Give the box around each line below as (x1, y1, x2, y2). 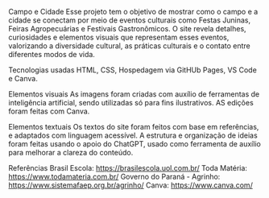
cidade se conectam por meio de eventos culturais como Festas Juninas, (8, 15, 251, 25)
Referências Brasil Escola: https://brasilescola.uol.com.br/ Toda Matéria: (8, 163, 248, 172)
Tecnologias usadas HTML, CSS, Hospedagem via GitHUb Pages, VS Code (8, 65, 258, 75)
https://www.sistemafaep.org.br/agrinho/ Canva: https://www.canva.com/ (8, 180, 254, 190)
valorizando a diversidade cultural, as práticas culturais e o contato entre (8, 41, 251, 51)
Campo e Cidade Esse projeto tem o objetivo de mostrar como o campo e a (8, 7, 259, 16)
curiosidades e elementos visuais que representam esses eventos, (8, 32, 230, 42)
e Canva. (8, 74, 38, 83)
